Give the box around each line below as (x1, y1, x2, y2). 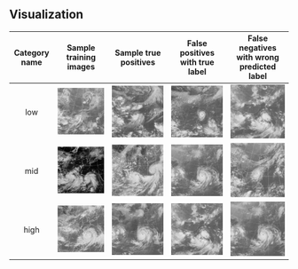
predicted (239, 61, 277, 72)
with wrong (236, 52, 279, 63)
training (66, 52, 96, 63)
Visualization (9, 7, 84, 22)
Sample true (114, 47, 161, 58)
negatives (239, 43, 277, 53)
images (67, 61, 96, 72)
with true (180, 57, 215, 67)
